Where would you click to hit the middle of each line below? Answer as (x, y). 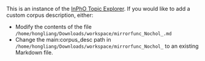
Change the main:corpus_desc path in (63, 40)
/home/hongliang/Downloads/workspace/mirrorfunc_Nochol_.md (93, 34)
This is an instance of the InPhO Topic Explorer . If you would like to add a (99, 9)
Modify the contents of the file (53, 27)
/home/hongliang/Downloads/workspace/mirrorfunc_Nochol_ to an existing (107, 46)
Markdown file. (34, 53)
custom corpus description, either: (50, 15)
